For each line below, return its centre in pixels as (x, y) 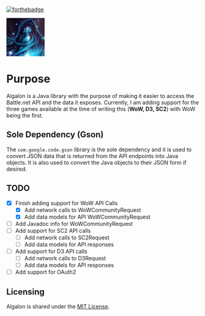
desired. (17, 169)
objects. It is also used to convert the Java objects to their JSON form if (96, 162)
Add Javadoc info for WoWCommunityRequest (74, 224)
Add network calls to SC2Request (67, 237)
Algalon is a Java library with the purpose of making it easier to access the (100, 96)
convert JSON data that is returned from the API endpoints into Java (92, 156)
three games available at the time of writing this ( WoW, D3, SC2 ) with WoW (101, 109)
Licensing (25, 292)
